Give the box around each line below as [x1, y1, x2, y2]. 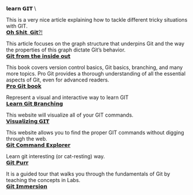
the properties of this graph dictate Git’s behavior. [6, 46, 126, 53]
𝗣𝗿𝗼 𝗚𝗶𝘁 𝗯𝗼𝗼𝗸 [6, 83, 42, 90]
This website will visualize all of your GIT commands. [6, 111, 133, 118]
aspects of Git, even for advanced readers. [6, 76, 109, 83]
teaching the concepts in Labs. [6, 177, 81, 183]
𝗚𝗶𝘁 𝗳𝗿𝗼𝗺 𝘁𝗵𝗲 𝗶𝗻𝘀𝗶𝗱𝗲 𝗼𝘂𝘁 [6, 53, 71, 59]
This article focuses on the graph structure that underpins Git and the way [6, 40, 185, 47]
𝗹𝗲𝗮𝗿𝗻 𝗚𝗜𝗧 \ [6, 5, 36, 12]
